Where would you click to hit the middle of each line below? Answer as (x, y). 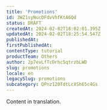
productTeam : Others (32, 57)
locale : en (20, 73)
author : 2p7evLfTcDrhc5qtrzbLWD (47, 62)
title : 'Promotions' (32, 12)
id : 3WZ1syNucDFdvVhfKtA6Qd (41, 17)
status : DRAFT (24, 23)
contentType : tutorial (35, 51)
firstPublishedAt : (29, 46)
